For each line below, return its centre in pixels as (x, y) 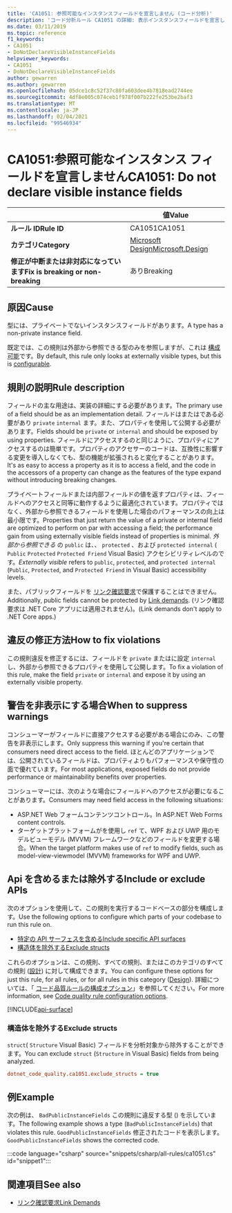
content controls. (41, 822)
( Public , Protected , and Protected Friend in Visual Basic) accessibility (107, 570)
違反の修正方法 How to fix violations (84, 640)
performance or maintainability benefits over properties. (87, 777)
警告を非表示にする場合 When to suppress (97, 706)
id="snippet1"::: (29, 1161)
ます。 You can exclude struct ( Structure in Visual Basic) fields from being (113, 1053)
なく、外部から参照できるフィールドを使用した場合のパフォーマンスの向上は (116, 512)
